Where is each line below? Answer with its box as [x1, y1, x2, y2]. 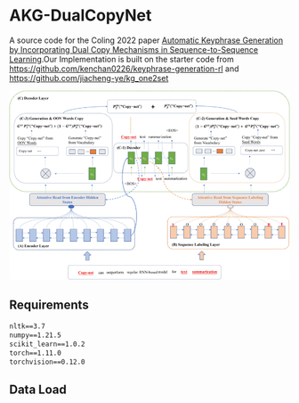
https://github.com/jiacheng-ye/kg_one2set [9, 72, 169, 83]
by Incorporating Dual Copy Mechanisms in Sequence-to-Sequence [9, 44, 259, 54]
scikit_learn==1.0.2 [9, 340, 86, 349]
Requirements [9, 297, 89, 312]
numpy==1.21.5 [9, 331, 62, 340]
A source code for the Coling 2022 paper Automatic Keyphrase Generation [9, 35, 283, 45]
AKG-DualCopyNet [9, 5, 152, 26]
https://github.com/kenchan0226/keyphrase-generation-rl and [9, 63, 239, 74]
